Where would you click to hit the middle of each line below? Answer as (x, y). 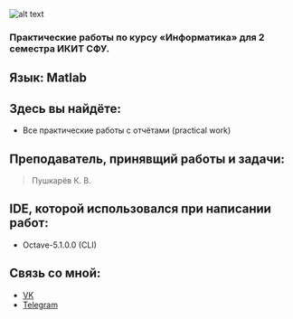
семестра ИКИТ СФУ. (60, 48)
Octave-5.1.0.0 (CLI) (60, 245)
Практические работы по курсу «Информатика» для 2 (137, 37)
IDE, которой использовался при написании (140, 209)
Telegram (40, 305)
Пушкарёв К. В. (61, 180)
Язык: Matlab (48, 78)
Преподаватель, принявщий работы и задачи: (147, 159)
